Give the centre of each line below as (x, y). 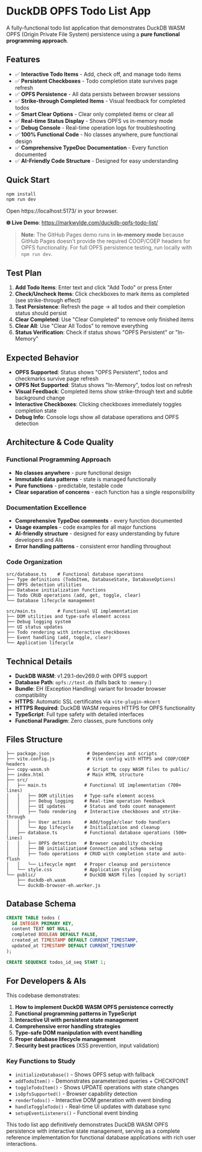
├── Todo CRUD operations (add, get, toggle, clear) (74, 596)
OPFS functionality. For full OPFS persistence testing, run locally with (106, 248)
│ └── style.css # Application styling (74, 869)
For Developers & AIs (46, 981)
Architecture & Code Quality (60, 442)
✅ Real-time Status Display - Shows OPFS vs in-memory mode (94, 121)
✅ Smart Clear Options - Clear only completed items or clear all (94, 114)
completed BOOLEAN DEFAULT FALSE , (55, 935)
